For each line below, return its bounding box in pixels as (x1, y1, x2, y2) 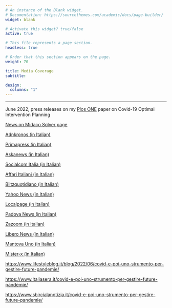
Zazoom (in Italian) (5, 221, 45, 227)
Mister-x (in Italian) (5, 251, 45, 257)
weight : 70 (5, 59, 29, 64)
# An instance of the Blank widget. (5, 7, 83, 13)
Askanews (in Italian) (5, 151, 50, 158)
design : (5, 83, 22, 88)
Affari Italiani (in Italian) (5, 171, 54, 178)
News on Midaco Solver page (5, 122, 68, 128)
